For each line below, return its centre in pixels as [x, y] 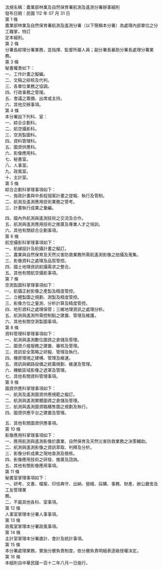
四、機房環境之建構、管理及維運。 [39, 358]
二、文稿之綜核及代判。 [28, 80]
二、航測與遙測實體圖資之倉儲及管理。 [43, 401]
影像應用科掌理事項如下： [31, 435]
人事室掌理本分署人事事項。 [33, 514]
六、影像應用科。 [22, 153]
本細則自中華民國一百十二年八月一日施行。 [48, 563]
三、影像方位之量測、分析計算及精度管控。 [48, 303]
